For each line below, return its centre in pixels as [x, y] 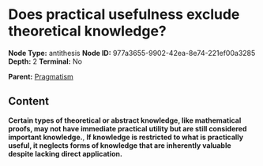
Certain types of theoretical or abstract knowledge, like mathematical [125, 120]
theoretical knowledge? [88, 31]
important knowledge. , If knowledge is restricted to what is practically [126, 137]
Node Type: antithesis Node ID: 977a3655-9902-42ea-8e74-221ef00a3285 [132, 53]
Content [29, 101]
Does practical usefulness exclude [124, 15]
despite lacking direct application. [65, 153]
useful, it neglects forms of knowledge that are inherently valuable [120, 145]
